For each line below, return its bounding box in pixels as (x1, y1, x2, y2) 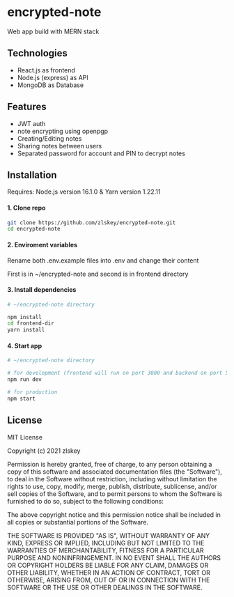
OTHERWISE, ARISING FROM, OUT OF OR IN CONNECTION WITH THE (7, 575, 210, 584)
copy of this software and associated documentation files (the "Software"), (7, 467, 223, 476)
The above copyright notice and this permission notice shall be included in (7, 510, 221, 519)
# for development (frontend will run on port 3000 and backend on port (7, 370, 223, 377)
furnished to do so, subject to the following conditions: (7, 497, 164, 505)
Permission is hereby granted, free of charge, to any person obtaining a (7, 460, 212, 468)
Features (7, 101, 47, 113)
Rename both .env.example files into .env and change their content (7, 256, 199, 265)
